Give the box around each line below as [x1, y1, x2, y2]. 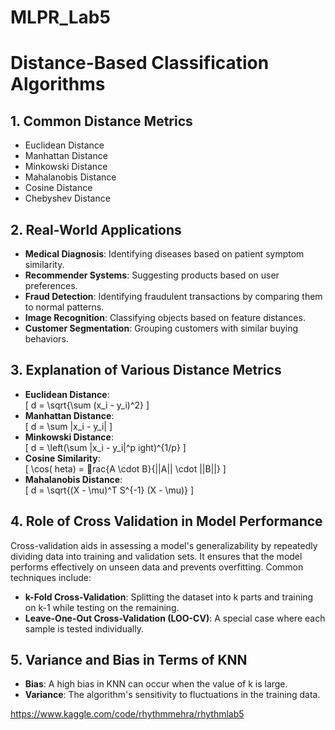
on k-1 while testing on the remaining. [24, 601, 180, 613]
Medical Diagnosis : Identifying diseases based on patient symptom [24, 248, 305, 260]
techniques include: [10, 571, 92, 583]
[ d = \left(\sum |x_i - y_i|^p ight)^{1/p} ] [24, 441, 187, 453]
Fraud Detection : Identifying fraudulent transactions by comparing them [24, 291, 323, 302]
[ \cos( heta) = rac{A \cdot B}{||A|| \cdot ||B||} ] [24, 462, 227, 475]
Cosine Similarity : [24, 452, 101, 464]
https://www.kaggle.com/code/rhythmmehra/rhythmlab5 [10, 708, 245, 720]
